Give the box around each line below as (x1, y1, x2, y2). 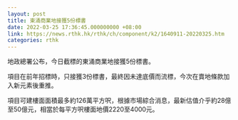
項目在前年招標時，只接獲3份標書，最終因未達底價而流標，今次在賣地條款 (7, 72, 224, 81)
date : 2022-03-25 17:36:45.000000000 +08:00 (7, 23, 142, 31)
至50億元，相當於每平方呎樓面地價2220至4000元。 (7, 105, 159, 114)
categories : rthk (7, 37, 59, 44)
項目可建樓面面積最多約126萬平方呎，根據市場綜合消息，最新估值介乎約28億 (7, 97, 232, 105)
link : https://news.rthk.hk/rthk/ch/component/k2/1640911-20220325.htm (7, 30, 224, 38)
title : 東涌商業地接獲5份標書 (7, 17, 87, 24)
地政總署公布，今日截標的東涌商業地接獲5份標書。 (7, 58, 155, 66)
